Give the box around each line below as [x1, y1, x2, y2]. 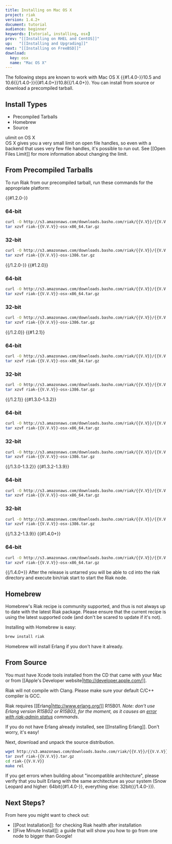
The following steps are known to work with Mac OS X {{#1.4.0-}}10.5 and [5, 74, 161, 80]
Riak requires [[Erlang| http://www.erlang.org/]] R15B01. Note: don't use [5, 703, 155, 709]
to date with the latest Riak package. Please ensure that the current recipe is [5, 609, 166, 615]
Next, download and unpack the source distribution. [5, 739, 115, 745]
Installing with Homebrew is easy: [5, 624, 76, 630]
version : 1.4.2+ [5, 17, 40, 22]
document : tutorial [5, 22, 47, 27]
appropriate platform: [5, 185, 50, 191]
